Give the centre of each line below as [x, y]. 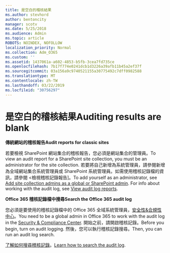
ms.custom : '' [20, 57]
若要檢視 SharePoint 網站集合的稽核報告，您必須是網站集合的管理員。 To [81, 153]
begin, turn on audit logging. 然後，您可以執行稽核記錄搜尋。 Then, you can [84, 229]
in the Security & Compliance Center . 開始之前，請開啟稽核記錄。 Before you [85, 223]
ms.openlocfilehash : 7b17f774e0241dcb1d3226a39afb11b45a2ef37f [74, 66]
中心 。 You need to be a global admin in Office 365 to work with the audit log [85, 216]
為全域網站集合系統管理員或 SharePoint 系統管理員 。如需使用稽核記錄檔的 [82, 171]
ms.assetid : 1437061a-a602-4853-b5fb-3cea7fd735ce [60, 62]
